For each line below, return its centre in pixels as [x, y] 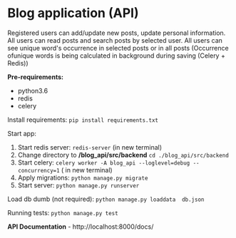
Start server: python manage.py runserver [78, 185]
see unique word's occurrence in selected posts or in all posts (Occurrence [118, 48]
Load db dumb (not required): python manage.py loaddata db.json [106, 199]
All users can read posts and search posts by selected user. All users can [115, 40]
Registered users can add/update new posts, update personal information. [117, 33]
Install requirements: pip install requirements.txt [83, 120]
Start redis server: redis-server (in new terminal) [90, 147]
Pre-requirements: [36, 77]
